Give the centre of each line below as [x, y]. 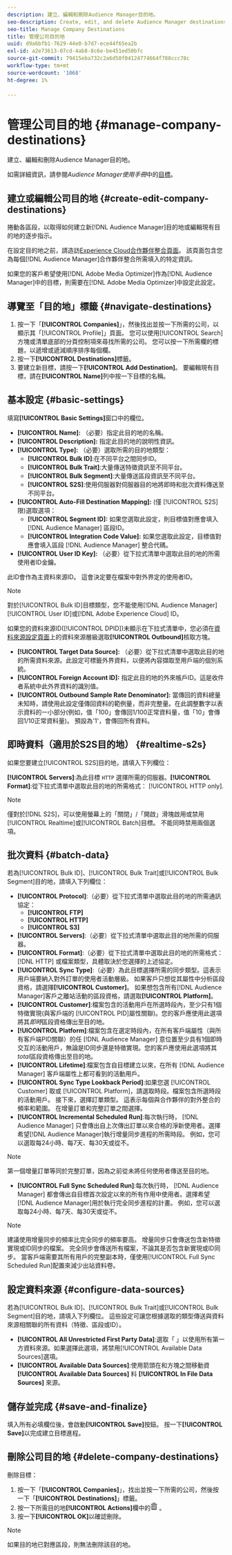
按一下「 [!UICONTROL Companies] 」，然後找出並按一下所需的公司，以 [118, 324]
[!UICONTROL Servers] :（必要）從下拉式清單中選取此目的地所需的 [112, 936]
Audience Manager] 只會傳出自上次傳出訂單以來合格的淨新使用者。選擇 [119, 1126]
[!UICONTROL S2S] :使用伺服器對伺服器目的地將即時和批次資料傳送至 [126, 484]
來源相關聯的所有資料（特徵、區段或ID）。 [66, 1325]
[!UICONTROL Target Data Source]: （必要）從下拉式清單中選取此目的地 [120, 651]
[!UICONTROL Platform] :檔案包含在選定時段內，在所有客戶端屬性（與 [116, 1030]
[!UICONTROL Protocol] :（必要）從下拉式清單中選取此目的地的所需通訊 [119, 896]
